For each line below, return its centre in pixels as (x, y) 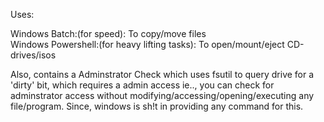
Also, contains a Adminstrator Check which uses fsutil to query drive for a (162, 74)
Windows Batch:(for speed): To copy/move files (108, 33)
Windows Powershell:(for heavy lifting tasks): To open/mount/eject (147, 44)
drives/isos (33, 55)
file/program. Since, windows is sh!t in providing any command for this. (157, 106)
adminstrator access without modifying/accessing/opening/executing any (162, 95)
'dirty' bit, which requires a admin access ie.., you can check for (142, 85)
